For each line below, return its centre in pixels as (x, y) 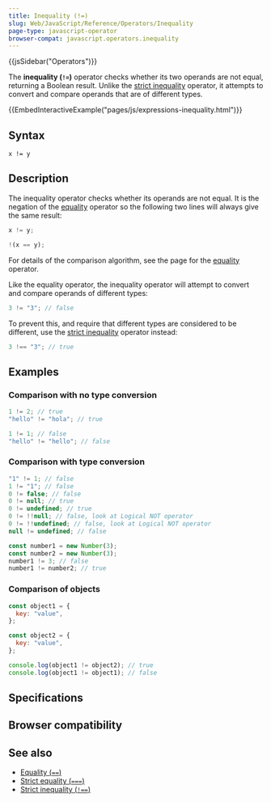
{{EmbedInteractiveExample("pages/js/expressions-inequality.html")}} (125, 110)
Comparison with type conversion (77, 462)
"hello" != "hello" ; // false (59, 441)
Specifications (46, 698)
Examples (34, 371)
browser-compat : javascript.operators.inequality (94, 38)
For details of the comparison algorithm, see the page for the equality (124, 260)
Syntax (27, 135)
